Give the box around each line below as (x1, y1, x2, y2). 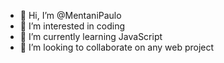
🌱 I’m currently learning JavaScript (19, 31, 163, 42)
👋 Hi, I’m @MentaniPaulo (19, 10, 122, 21)
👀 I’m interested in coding (19, 20, 126, 32)
